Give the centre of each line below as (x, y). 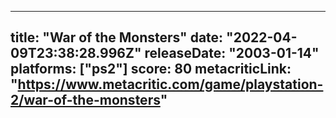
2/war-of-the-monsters (85, 100)
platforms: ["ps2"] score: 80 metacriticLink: (151, 69)
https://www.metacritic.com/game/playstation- (170, 84)
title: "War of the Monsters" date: (117, 37)
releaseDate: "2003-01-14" (232, 53)
